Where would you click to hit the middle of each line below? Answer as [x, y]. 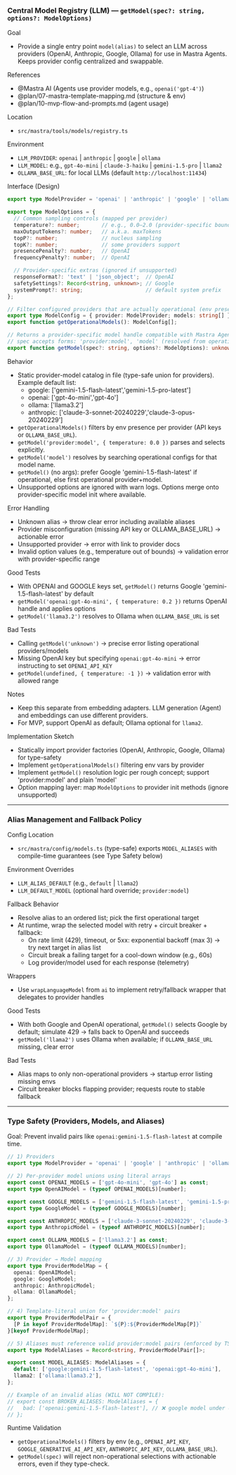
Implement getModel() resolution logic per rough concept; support [113, 772]
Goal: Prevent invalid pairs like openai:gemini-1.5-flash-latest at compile [115, 1136]
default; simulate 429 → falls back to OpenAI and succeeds [103, 1032]
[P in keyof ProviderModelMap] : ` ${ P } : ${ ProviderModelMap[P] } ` [108, 1324]
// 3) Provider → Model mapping [54, 1259]
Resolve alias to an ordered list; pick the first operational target [108, 918]
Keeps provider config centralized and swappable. [90, 61]
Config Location [31, 835]
